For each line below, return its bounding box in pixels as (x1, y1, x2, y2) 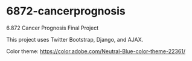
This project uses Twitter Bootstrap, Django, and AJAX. (6, 36, 144, 43)
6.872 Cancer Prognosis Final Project (6, 24, 99, 31)
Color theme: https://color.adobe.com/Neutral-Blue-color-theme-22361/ (6, 47, 186, 55)
